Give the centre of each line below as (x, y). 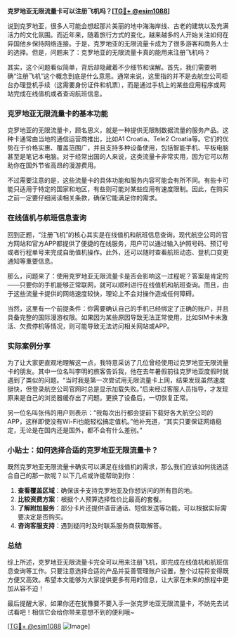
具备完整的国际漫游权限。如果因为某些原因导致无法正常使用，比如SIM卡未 (114, 317)
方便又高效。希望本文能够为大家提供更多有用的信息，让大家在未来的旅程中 (115, 580)
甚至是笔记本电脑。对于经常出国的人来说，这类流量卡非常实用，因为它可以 (115, 157)
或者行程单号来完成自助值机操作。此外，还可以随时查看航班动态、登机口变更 (118, 252)
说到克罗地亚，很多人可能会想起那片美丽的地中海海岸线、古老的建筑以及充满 (118, 26)
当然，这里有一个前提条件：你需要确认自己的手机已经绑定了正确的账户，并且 (118, 308)
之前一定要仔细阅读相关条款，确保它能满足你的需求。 (84, 198)
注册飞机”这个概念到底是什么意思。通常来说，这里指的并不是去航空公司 (119, 76)
